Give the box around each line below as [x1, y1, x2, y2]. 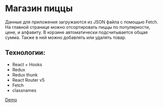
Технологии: [5, 49, 46, 57]
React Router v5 [12, 77, 45, 83]
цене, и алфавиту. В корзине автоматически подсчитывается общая [5, 29, 148, 35]
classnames [12, 87, 37, 93]
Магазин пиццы [5, 3, 73, 14]
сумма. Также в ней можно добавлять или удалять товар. [5, 35, 126, 40]
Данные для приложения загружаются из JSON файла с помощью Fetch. [5, 19, 159, 25]
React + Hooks [12, 61, 43, 67]
